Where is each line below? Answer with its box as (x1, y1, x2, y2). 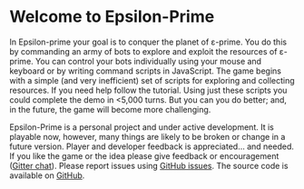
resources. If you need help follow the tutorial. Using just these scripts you (9, 85, 288, 95)
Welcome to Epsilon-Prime (9, 6, 215, 27)
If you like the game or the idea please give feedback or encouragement (9, 150, 279, 161)
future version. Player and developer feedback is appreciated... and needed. (9, 141, 295, 152)
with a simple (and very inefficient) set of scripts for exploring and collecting (9, 75, 295, 85)
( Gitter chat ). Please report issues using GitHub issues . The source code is (9, 160, 289, 171)
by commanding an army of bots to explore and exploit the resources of (9, 45, 278, 56)
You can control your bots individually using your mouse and (34, 55, 261, 66)
